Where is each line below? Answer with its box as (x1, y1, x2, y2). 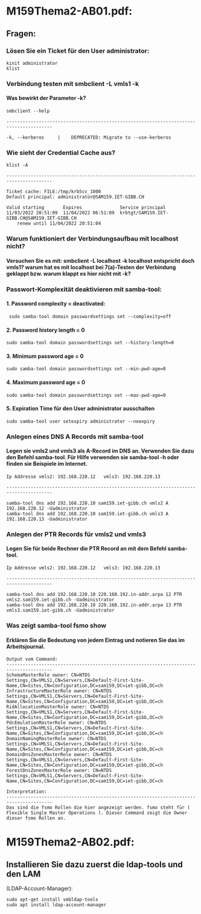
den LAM (6, 869, 41, 879)
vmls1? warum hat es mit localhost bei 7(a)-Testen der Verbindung (6, 263, 176, 271)
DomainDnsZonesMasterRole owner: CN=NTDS (6, 752, 112, 758)
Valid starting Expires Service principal (6, 205, 166, 211)
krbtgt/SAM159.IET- (120, 210, 169, 216)
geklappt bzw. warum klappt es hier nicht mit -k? (6, 270, 131, 277)
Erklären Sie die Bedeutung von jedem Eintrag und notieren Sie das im (6, 636, 185, 643)
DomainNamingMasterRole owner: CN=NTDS (6, 736, 107, 742)
